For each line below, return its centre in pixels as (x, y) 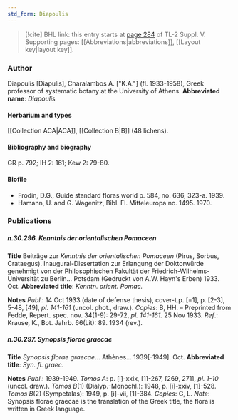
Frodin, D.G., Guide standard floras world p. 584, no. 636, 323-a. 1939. (121, 195)
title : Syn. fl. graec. (36, 365)
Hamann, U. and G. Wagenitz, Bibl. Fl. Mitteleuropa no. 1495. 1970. (115, 203)
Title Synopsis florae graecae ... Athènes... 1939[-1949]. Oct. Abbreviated (116, 357)
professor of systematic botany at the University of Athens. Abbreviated (114, 91)
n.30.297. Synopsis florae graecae (60, 339)
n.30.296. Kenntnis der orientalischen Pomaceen (82, 238)
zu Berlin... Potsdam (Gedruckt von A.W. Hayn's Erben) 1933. (130, 279)
